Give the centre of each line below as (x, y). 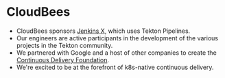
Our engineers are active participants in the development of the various (117, 38)
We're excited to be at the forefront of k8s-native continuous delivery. (115, 67)
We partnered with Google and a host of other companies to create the (116, 53)
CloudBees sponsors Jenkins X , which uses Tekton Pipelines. (103, 31)
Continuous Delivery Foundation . (63, 60)
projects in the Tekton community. (64, 45)
